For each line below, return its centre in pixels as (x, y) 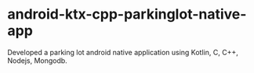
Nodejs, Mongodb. (37, 61)
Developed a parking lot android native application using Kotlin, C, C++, (123, 52)
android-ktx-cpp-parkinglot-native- (127, 14)
